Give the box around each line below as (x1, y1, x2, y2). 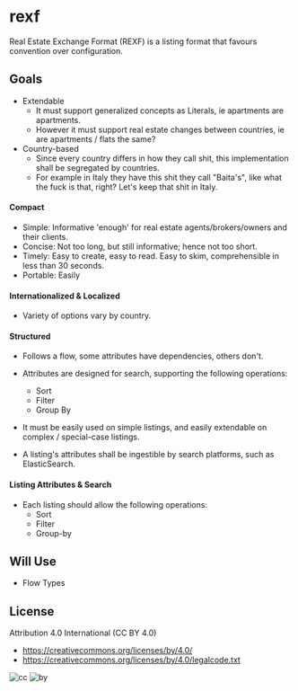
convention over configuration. (9, 45, 124, 56)
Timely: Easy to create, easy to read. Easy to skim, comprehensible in (22, 250, 280, 261)
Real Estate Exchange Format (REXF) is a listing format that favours (9, 36, 258, 47)
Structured (9, 331, 51, 341)
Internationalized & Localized (9, 290, 120, 301)
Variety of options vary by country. (22, 310, 152, 321)
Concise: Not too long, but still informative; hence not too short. (22, 241, 258, 252)
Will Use (9, 554, 57, 569)
